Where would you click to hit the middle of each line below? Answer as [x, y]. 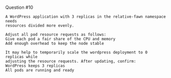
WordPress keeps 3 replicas [35, 66]
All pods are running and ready [40, 70]
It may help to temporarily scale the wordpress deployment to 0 [76, 53]
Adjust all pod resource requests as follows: [56, 35]
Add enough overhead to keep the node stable [55, 43]
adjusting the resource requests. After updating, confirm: [71, 61]
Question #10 [19, 7]
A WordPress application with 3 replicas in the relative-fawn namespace [86, 17]
